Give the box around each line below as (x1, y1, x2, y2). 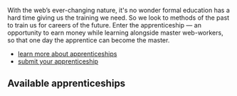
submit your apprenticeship (17, 57, 98, 66)
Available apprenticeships (7, 78, 126, 90)
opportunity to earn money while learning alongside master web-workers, (7, 28, 223, 37)
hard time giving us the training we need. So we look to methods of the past (7, 13, 230, 22)
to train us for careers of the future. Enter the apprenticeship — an (7, 21, 201, 29)
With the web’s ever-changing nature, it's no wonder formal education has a (7, 6, 230, 14)
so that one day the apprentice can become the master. (7, 36, 170, 44)
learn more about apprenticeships (17, 49, 117, 58)
